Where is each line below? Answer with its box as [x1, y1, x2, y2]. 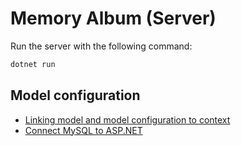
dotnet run [10, 59, 56, 69]
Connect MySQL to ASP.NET [24, 124, 143, 136]
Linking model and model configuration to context [24, 113, 231, 126]
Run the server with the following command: [10, 40, 193, 52]
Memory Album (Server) [10, 7, 217, 30]
